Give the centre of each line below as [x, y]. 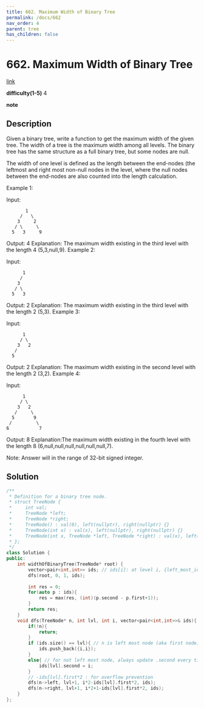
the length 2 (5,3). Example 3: [43, 311]
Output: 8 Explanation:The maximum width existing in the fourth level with [98, 439]
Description [29, 124]
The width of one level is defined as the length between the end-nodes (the [101, 163]
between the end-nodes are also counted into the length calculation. [92, 176]
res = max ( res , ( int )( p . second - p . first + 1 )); [99, 598]
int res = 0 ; [45, 587]
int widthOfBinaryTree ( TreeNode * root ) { [70, 564]
